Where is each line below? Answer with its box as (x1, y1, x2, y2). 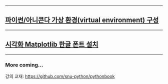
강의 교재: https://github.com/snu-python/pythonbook (5, 73, 115, 79)
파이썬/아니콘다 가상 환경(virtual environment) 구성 (5, 16, 159, 24)
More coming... (5, 61, 43, 68)
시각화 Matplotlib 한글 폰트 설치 (5, 40, 98, 49)
